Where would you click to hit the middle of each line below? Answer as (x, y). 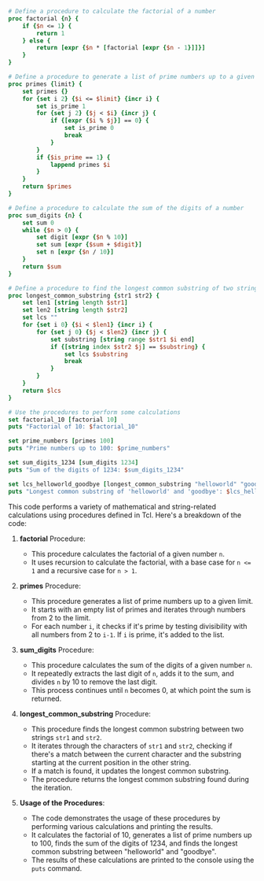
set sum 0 (38, 223)
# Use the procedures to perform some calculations (94, 412)
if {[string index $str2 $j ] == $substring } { (128, 346)
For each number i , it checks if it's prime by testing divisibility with (139, 626)
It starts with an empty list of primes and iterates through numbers (138, 609)
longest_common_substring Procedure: (85, 713)
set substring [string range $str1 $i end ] (122, 339)
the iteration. (52, 787)
